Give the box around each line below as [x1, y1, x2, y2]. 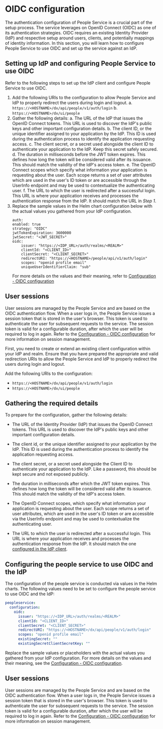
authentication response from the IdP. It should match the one [12, 541, 136, 547]
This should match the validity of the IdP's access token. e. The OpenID [12, 161, 156, 167]
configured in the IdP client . [12, 546, 68, 552]
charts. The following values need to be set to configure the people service [5, 586, 156, 592]
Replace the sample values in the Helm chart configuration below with [12, 203, 153, 209]
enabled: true [12, 222, 41, 227]
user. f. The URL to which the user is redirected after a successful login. [12, 187, 156, 193]
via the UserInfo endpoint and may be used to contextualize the [12, 516, 140, 522]
